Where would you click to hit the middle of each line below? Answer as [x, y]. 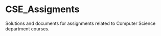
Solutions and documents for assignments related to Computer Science [80, 23]
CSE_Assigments [43, 9]
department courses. [27, 28]
